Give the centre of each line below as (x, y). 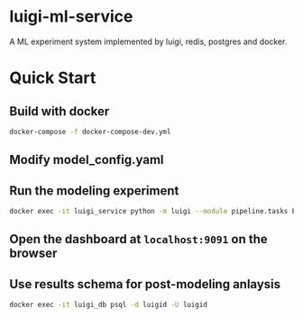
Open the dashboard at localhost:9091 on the (138, 239)
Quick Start (53, 78)
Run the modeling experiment (94, 191)
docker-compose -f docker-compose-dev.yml (90, 132)
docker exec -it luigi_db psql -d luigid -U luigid (108, 305)
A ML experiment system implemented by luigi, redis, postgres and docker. (148, 41)
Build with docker (60, 111)
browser (33, 254)
